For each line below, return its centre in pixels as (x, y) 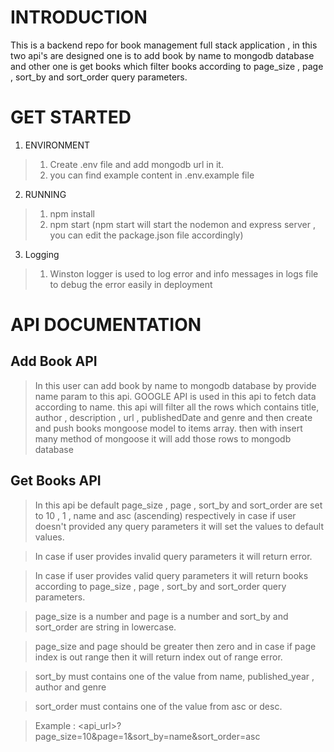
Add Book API (54, 361)
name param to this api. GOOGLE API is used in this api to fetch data (175, 396)
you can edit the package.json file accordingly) (146, 235)
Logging (42, 254)
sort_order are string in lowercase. (105, 627)
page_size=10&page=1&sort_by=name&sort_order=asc (147, 736)
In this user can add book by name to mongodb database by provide (175, 385)
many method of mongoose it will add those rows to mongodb (163, 438)
